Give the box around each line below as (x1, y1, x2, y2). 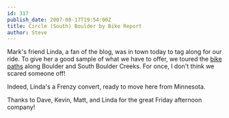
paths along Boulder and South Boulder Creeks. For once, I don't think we (7, 62, 215, 70)
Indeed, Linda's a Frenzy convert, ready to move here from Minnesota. (7, 83, 206, 91)
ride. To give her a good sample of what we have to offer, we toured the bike (7, 55, 222, 63)
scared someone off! (7, 70, 66, 78)
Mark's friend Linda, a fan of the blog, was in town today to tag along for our (7, 48, 222, 56)
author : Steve (7, 29, 48, 36)
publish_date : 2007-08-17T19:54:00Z (7, 16, 111, 23)
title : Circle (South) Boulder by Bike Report (7, 23, 142, 29)
